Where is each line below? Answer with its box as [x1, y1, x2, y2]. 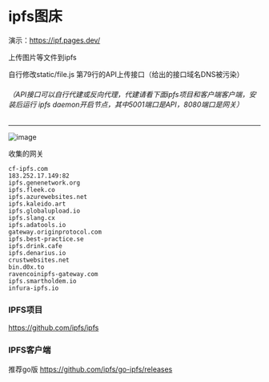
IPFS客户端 [8, 344, 51, 356]
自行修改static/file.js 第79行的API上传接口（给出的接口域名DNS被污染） [8, 69, 244, 79]
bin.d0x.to [8, 263, 45, 271]
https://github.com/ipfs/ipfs [8, 323, 99, 333]
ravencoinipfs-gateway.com [8, 270, 98, 278]
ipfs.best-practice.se [8, 235, 84, 243]
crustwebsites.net [8, 256, 70, 265]
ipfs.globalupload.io [8, 207, 81, 215]
